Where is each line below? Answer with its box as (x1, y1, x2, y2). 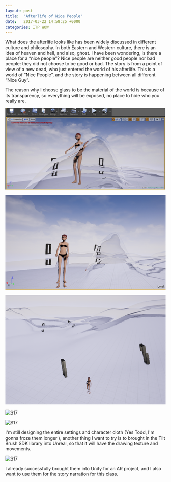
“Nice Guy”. (5, 77, 30, 83)
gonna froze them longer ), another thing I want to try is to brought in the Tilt (5, 434, 165, 441)
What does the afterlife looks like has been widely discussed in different (5, 39, 156, 45)
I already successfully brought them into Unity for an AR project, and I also (5, 465, 161, 471)
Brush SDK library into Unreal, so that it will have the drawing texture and (5, 440, 158, 446)
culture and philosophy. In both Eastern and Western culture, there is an (5, 44, 156, 51)
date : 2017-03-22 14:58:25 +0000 (5, 19, 81, 24)
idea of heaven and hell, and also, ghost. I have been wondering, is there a (5, 50, 161, 56)
